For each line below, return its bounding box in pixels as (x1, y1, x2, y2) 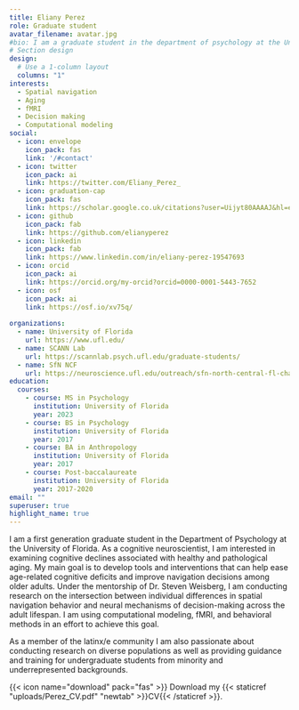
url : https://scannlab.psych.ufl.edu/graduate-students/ (25, 352, 241, 361)
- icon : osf (17, 286, 62, 294)
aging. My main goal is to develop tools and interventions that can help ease (9, 562, 289, 573)
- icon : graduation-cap (17, 187, 105, 196)
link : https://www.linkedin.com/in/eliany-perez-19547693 (25, 253, 245, 262)
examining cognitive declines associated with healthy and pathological (9, 553, 269, 563)
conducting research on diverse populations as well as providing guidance (9, 646, 282, 657)
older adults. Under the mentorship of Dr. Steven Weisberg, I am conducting (9, 581, 287, 592)
